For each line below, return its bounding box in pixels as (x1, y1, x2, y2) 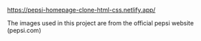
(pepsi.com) (7, 27, 41, 34)
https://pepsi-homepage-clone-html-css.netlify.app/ (7, 6, 156, 14)
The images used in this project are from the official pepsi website (7, 19, 194, 27)
